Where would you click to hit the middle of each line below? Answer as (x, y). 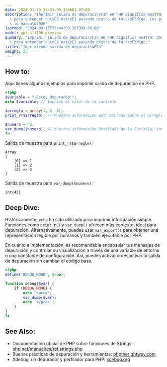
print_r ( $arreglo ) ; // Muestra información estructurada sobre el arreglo (84, 115)
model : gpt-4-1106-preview (33, 33)
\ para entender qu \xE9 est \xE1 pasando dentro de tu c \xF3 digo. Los (83, 19)
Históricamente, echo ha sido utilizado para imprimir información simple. (79, 220)
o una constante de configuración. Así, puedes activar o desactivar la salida (83, 256)
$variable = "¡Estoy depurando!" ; (41, 97)
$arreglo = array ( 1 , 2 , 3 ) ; (34, 111)
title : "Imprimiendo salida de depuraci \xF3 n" (54, 47)
